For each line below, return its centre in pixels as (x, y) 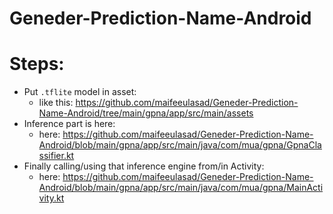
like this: (56, 103)
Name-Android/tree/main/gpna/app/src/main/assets (146, 113)
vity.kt (51, 198)
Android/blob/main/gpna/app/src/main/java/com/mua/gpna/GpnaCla (180, 145)
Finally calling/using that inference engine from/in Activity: (144, 166)
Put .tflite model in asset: (80, 92)
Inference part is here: (69, 124)
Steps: (37, 64)
